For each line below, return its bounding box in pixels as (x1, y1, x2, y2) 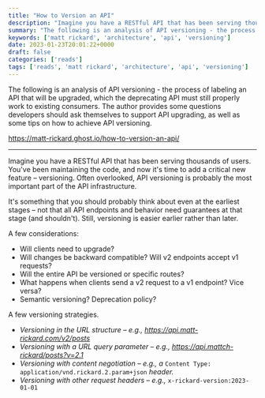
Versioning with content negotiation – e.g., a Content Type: (19, 359, 211, 368)
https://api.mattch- (171, 341, 234, 351)
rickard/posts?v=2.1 (19, 350, 84, 359)
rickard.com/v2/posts (19, 333, 91, 343)
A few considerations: (8, 228, 80, 238)
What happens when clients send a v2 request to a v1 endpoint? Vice (19, 277, 244, 287)
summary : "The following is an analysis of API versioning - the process (8, 26, 256, 34)
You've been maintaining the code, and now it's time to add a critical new (8, 164, 246, 174)
